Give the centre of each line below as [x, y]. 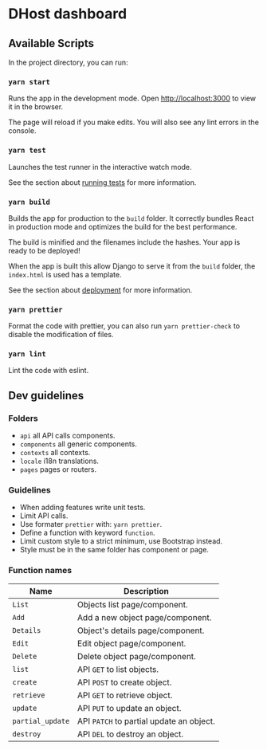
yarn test [27, 151]
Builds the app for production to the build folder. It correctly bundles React [131, 218]
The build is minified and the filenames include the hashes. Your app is [124, 242]
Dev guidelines [46, 395]
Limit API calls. [44, 516]
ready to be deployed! [45, 250]
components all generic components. [79, 444]
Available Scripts [51, 43]
